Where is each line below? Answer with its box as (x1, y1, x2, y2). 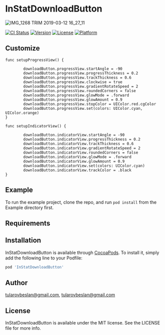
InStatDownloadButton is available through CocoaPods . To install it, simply (5, 249, 159, 255)
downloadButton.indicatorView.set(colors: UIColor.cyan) (23, 163, 145, 168)
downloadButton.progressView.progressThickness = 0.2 (23, 71, 138, 76)
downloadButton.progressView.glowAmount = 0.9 (23, 97, 123, 102)
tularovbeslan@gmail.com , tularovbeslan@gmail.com (5, 292, 116, 298)
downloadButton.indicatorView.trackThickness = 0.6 (23, 141, 134, 146)
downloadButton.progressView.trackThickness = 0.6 (23, 75, 132, 80)
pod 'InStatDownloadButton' (5, 264, 64, 270)
